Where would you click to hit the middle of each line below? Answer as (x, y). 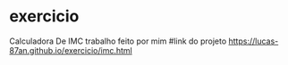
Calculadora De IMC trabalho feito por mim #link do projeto (118, 41)
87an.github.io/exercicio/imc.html (71, 50)
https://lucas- (254, 41)
